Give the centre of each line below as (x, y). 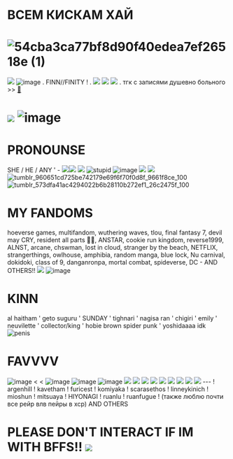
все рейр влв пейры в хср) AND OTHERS (68, 404)
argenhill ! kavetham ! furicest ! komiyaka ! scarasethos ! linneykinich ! (108, 389)
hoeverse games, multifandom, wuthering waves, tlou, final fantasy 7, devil (115, 233)
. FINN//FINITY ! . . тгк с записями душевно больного (134, 82)
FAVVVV (33, 361)
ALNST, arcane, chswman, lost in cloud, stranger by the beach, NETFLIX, (113, 248)
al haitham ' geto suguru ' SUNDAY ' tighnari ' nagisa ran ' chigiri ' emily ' (112, 318)
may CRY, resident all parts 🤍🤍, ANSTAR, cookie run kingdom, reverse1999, (115, 240)
